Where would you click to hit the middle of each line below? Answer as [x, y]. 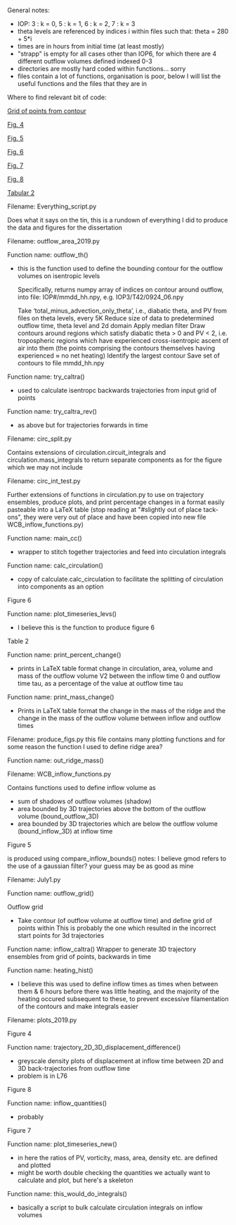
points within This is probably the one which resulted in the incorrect [117, 928]
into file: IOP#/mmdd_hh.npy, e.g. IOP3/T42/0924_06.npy [100, 297]
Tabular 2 [21, 193]
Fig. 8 [15, 179]
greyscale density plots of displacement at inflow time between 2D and [120, 1061]
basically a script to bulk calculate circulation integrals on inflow [110, 1207]
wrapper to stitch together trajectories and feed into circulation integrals [122, 552]
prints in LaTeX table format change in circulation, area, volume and [115, 668]
